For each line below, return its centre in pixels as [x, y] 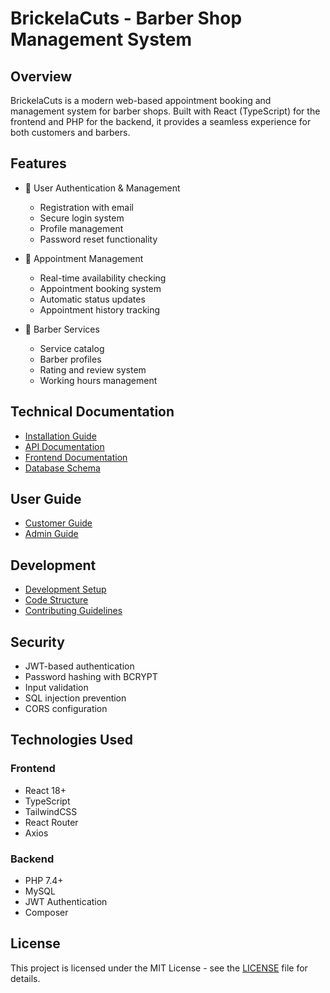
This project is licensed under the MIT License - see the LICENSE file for [159, 968]
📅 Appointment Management [84, 258]
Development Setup [65, 589]
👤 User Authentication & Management [102, 188]
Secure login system [82, 218]
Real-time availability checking [103, 278]
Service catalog [72, 348]
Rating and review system [93, 369]
